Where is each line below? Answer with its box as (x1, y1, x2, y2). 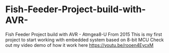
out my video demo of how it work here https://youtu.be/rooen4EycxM (5, 42, 154, 48)
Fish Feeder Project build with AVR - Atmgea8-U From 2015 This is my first (5, 31, 162, 37)
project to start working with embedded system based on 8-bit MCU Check (5, 37, 164, 43)
